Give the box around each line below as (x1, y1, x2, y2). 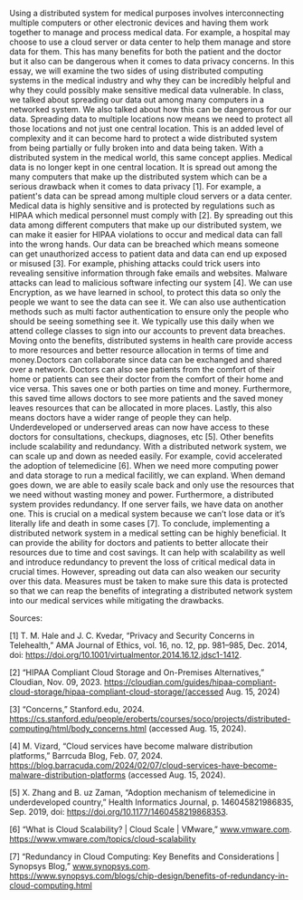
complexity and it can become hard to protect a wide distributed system (9, 133, 278, 143)
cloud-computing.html (9, 880, 92, 891)
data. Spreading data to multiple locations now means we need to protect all (9, 113, 293, 124)
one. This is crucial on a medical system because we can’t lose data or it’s (9, 508, 286, 519)
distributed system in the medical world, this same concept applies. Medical (9, 152, 293, 162)
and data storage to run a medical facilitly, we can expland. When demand (9, 470, 286, 480)
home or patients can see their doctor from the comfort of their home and (9, 373, 284, 384)
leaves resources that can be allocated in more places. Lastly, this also (9, 402, 273, 413)
